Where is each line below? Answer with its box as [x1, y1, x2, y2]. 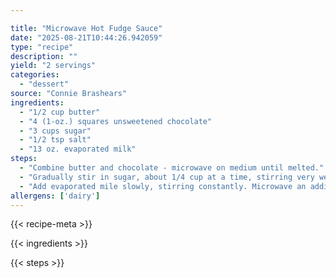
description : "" [10, 51, 78, 61]
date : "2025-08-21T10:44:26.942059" [10, 32, 163, 43]
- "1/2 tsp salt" [19, 135, 92, 145]
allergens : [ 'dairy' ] [10, 191, 101, 201]
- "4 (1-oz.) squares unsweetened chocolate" [19, 116, 213, 126]
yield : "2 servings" [10, 61, 97, 71]
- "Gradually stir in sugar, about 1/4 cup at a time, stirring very [19, 172, 315, 182]
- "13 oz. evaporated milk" [19, 144, 137, 155]
